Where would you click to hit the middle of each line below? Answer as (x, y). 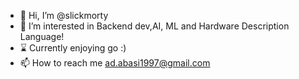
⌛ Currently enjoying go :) (73, 48)
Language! (42, 36)
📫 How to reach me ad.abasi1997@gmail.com (115, 63)
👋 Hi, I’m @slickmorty (64, 15)
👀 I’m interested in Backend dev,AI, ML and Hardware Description (154, 26)
